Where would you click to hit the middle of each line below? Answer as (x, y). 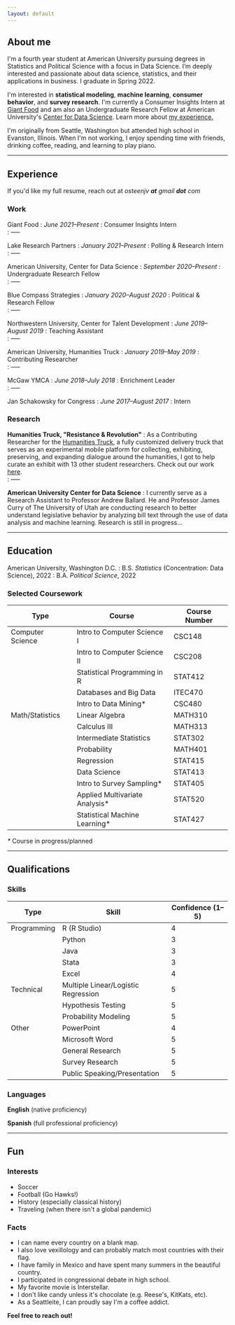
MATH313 (191, 727)
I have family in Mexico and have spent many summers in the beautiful (119, 1265)
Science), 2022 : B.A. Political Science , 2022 (72, 575)
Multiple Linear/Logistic (101, 985)
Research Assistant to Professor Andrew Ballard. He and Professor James (114, 500)
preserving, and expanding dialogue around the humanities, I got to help (111, 456)
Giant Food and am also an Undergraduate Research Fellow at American (111, 110)
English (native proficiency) (47, 1109)
